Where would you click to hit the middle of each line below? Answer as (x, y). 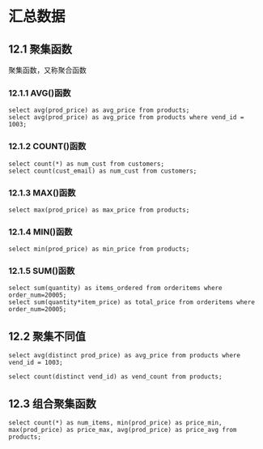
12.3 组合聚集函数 (53, 403)
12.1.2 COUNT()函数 (47, 147)
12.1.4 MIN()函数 (40, 232)
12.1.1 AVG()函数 (40, 92)
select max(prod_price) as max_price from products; (99, 210)
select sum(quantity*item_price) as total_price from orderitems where (131, 302)
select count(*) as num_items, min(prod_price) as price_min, (115, 423)
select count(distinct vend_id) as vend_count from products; (115, 377)
